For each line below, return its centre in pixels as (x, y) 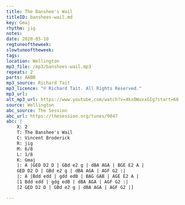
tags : (13, 56)
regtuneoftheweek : (29, 45)
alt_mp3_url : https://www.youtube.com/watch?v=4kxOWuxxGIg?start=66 (92, 99)
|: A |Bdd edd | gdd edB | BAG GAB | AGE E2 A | (78, 177)
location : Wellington (33, 61)
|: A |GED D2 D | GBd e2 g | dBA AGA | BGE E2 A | (81, 165)
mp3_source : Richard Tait (38, 83)
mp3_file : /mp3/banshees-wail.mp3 (49, 66)
